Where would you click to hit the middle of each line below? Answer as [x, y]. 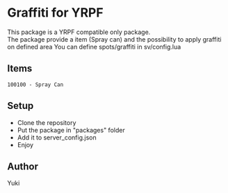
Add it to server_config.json [57, 137]
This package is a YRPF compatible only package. [79, 32]
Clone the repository [47, 122]
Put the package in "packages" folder [71, 130]
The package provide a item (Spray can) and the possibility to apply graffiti [114, 39]
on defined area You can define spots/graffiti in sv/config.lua [94, 47]
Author [23, 166]
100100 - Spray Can [35, 85]
